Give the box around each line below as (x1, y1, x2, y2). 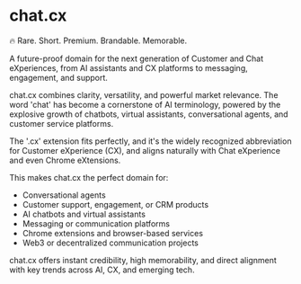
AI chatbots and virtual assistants (22, 209, 146, 219)
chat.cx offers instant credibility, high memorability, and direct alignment (9, 254, 277, 265)
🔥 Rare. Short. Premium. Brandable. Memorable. (9, 35, 188, 46)
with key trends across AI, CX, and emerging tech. (9, 264, 195, 275)
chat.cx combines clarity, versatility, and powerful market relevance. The (9, 89, 279, 100)
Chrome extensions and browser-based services (22, 227, 204, 238)
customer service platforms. (9, 118, 114, 129)
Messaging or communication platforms (22, 217, 171, 229)
